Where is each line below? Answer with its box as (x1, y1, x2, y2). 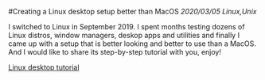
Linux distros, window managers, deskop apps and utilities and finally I (8, 31, 240, 40)
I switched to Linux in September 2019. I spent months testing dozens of (8, 22, 245, 31)
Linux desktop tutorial (8, 63, 80, 72)
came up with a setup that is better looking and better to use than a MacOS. (8, 39, 256, 48)
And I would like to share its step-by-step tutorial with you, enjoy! (8, 48, 221, 56)
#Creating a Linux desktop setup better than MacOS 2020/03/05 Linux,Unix (8, 7, 257, 16)
